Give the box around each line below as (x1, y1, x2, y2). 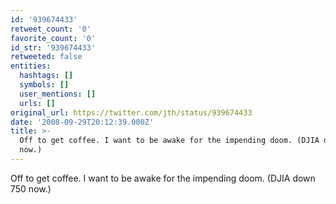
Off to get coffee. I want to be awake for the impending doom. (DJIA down (10, 172, 316, 184)
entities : (10, 61, 52, 71)
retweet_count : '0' (10, 24, 92, 34)
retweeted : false (10, 52, 83, 62)
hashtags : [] (19, 71, 74, 81)
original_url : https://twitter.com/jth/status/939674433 (10, 107, 253, 118)
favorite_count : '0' (10, 33, 97, 43)
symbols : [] (19, 80, 70, 90)
